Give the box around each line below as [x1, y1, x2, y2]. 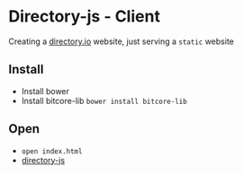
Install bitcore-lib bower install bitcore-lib [21, 95, 188, 106]
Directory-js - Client [8, 6, 161, 27]
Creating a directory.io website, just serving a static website [8, 36, 235, 47]
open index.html [21, 146, 83, 156]
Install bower [21, 85, 69, 96]
